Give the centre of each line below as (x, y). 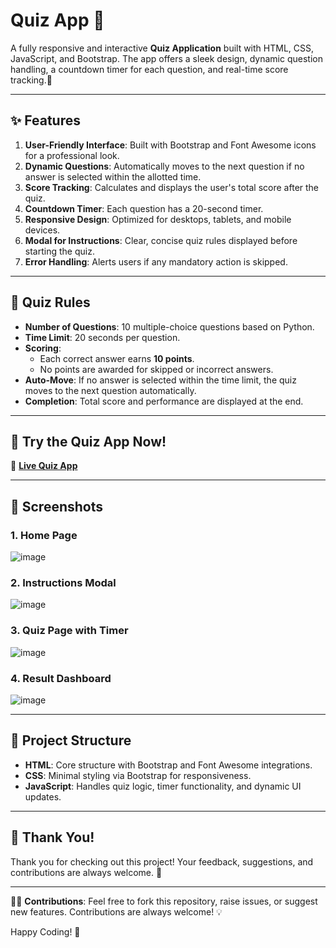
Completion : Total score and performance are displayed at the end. (164, 401)
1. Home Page (44, 535)
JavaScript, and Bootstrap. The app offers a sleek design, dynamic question (166, 58)
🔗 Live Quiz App (44, 466)
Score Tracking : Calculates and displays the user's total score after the (172, 187)
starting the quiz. (59, 251)
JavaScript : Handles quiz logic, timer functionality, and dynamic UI (163, 786)
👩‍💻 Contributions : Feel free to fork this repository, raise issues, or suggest (164, 901)
